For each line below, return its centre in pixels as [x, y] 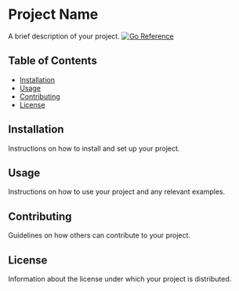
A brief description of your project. [64, 36]
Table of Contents [53, 61]
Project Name [53, 15]
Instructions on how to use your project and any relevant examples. [117, 192]
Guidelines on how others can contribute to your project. [99, 235]
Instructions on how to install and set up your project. [94, 148]
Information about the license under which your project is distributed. [120, 279]
